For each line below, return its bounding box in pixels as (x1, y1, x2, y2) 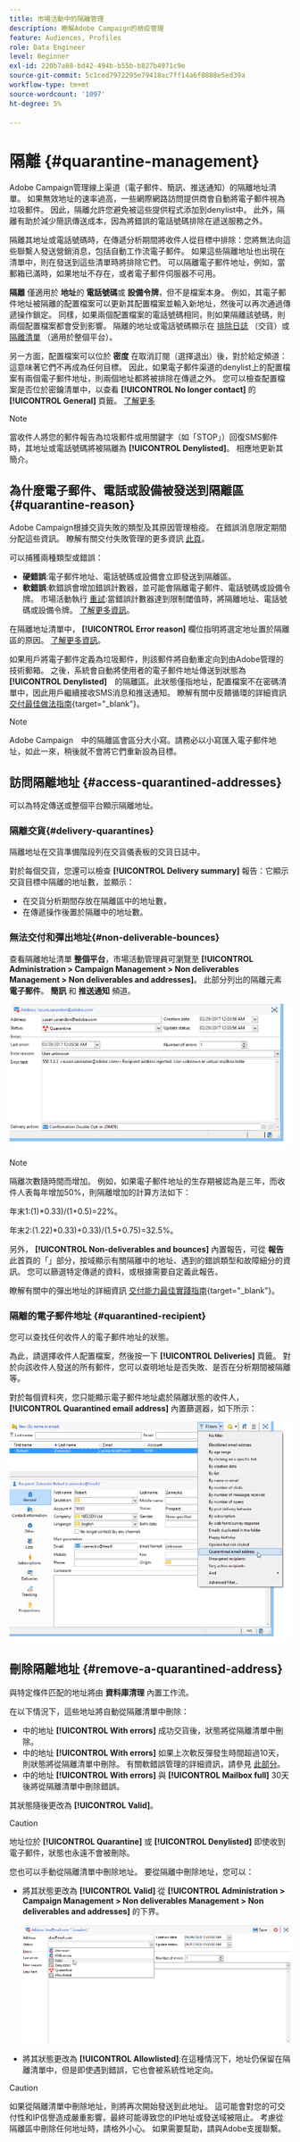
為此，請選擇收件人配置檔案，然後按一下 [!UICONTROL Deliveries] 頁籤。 (9, 1351, 281, 1361)
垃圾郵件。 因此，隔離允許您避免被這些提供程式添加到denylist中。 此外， (9, 205, 278, 215)
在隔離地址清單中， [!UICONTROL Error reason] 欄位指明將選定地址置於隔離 (9, 623, 290, 634)
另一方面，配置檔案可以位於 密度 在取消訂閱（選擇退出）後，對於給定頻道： (9, 351, 287, 362)
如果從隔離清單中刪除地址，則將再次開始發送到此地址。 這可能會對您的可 (9, 2100, 278, 2112)
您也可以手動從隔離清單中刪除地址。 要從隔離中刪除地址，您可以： (9, 1866, 254, 1877)
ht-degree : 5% (9, 99, 62, 108)
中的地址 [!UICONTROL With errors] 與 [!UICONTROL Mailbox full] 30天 (21, 1770, 290, 1780)
